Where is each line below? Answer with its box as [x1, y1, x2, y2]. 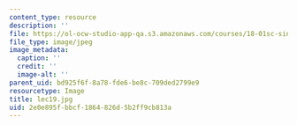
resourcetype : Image [9, 86, 86, 95]
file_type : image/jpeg [9, 37, 93, 47]
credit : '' [17, 62, 57, 71]
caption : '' [17, 54, 62, 62]
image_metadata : [9, 46, 69, 55]
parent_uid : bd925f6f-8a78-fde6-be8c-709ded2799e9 [9, 78, 200, 87]
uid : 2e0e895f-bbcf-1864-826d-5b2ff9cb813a [9, 103, 172, 112]
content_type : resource [9, 12, 97, 22]
